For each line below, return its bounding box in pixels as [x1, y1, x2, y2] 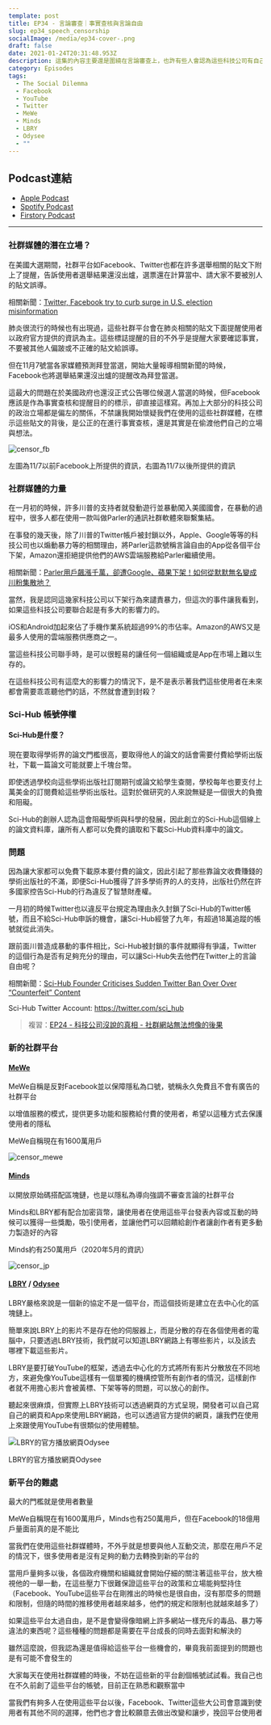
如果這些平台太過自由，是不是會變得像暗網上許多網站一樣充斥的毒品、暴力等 [8, 1616, 263, 1626]
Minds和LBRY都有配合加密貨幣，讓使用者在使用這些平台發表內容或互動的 [8, 1207, 252, 1217]
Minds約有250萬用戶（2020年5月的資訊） [8, 1244, 148, 1254]
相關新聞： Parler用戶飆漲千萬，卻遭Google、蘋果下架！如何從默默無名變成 [8, 567, 257, 577]
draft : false [8, 42, 52, 50]
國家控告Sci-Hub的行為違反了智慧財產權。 [15, 886, 156, 897]
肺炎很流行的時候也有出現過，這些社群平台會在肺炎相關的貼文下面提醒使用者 [8, 322, 263, 332]
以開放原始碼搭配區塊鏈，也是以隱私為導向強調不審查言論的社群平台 [8, 1189, 235, 1200]
